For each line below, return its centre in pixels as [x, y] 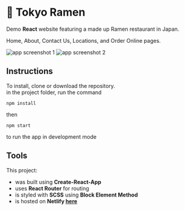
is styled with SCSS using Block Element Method [76, 195]
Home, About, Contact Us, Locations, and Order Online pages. [83, 40]
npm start [19, 125]
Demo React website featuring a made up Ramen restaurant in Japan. [93, 29]
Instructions [30, 71]
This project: [22, 170]
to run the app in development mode [52, 137]
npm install [21, 103]
